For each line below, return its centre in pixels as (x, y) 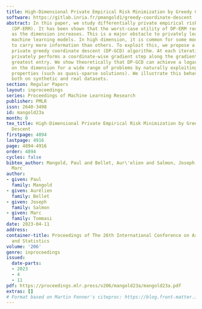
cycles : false (24, 157)
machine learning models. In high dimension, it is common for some (99, 40)
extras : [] (20, 291)
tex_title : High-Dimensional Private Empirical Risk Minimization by (95, 124)
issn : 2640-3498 (26, 107)
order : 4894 (21, 151)
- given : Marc (24, 213)
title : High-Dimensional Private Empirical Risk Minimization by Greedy (99, 12)
